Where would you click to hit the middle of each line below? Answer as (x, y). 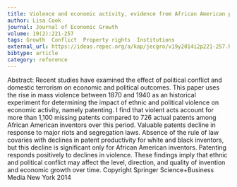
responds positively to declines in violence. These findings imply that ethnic (117, 155)
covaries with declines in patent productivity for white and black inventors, (116, 140)
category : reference (38, 60)
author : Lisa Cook (34, 20)
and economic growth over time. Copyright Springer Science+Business (111, 169)
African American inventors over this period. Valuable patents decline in (112, 125)
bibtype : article (33, 54)
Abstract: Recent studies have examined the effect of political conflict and (115, 80)
